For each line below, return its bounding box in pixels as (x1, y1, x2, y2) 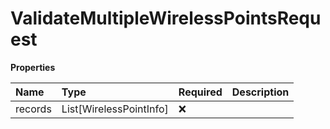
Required (178, 85, 223, 99)
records (15, 102, 52, 116)
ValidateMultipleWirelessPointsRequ (10, 7, 322, 30)
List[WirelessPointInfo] (61, 102, 169, 116)
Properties (10, 61, 56, 73)
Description (231, 85, 290, 99)
